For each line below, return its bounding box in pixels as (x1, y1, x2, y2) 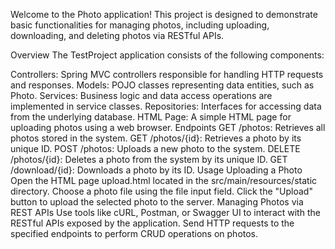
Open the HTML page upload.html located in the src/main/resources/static (10, 175, 318, 186)
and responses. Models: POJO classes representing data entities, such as (10, 79, 315, 91)
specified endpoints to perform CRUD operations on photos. (10, 228, 259, 239)
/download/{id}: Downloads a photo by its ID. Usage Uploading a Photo (10, 164, 303, 176)
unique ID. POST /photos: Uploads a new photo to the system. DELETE (10, 143, 301, 154)
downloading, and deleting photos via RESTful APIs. (10, 30, 225, 41)
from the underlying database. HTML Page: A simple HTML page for (10, 111, 292, 123)
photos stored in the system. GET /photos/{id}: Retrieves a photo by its (10, 132, 302, 144)
